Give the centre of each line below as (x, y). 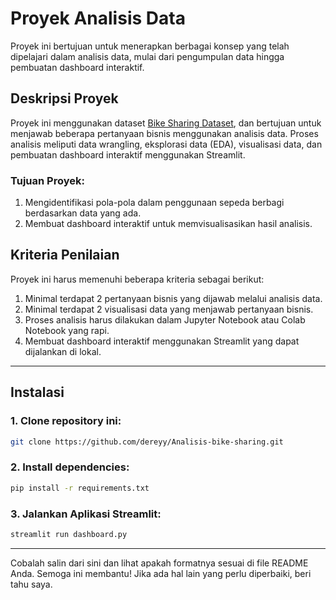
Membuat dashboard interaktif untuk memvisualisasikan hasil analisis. (168, 224)
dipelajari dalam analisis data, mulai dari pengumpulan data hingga (147, 56)
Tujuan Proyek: (47, 180)
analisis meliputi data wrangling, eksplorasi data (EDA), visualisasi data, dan (166, 144)
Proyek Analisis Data (98, 18)
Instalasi (37, 392)
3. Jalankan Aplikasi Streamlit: (86, 514)
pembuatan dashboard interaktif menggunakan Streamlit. (128, 154)
